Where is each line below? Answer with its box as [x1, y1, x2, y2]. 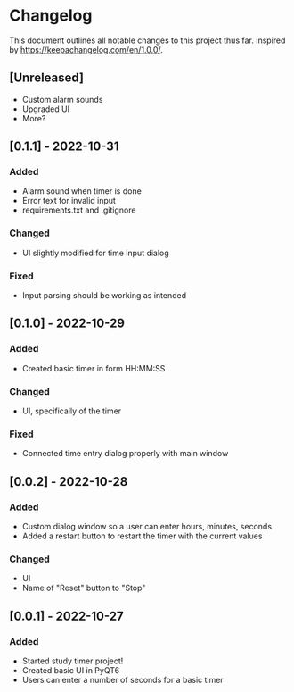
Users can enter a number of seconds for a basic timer [21, 674, 225, 685]
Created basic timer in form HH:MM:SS [21, 363, 166, 373]
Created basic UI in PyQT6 [21, 664, 120, 675]
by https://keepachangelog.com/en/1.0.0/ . [9, 44, 163, 54]
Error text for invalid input [21, 196, 116, 206]
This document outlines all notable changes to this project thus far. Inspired [9, 35, 286, 46]
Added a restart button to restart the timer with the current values [21, 530, 263, 541]
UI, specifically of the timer [21, 405, 122, 416]
